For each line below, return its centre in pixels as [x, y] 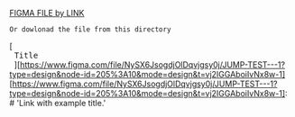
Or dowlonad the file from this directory [90, 30]
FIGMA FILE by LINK [47, 13]
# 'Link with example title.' [58, 103]
